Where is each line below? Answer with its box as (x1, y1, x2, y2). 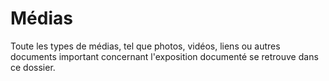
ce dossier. (10, 61, 56, 73)
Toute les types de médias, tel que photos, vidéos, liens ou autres (10, 40, 281, 52)
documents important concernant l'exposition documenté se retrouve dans (10, 50, 319, 62)
